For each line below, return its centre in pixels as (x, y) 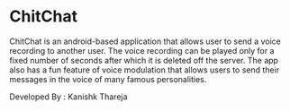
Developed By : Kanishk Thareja (68, 97)
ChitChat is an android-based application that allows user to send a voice (145, 41)
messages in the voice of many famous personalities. (108, 79)
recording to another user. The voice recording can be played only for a (142, 50)
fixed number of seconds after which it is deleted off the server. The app (144, 60)
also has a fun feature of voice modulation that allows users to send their (145, 70)
